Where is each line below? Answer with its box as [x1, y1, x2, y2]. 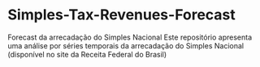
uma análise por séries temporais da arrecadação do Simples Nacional [7, 40, 245, 50]
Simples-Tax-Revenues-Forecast [7, 6, 236, 24]
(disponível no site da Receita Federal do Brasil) [7, 49, 167, 59]
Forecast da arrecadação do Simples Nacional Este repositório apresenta [7, 32, 253, 42]
